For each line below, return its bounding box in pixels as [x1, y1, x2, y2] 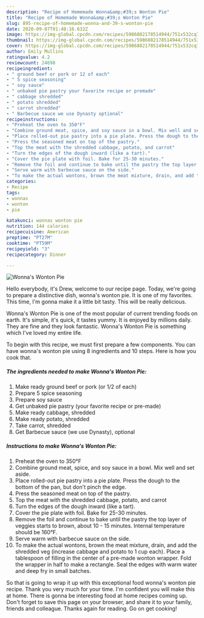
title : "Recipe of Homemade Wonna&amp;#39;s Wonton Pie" [6, 15, 154, 21]
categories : [6, 179, 36, 185]
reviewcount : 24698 [6, 60, 56, 66]
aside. [15, 470, 31, 478]
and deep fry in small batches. [15, 568, 92, 575]
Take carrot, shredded [15, 422, 71, 429]
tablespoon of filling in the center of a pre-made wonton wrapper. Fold [15, 554, 191, 562]
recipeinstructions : [6, 116, 59, 122]
